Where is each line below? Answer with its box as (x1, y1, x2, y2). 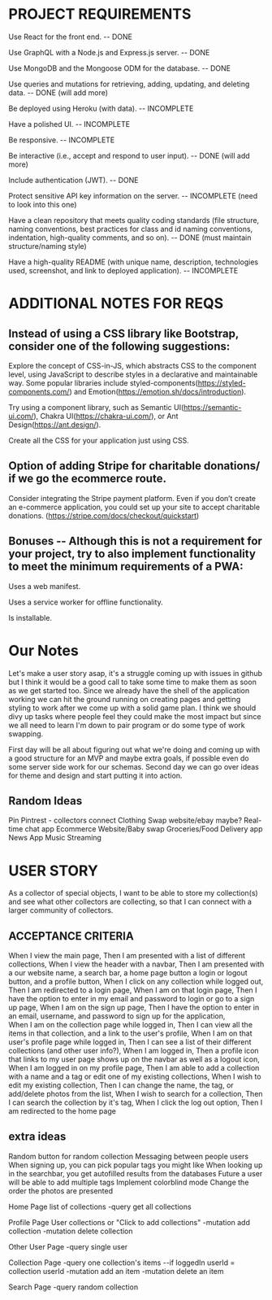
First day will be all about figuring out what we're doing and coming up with (8, 744, 261, 754)
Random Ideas (8, 794, 83, 808)
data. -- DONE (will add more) (8, 87, 108, 98)
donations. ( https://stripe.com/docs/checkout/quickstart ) (8, 510, 200, 521)
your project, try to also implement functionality (8, 547, 256, 561)
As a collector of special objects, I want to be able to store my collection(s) (8, 888, 258, 898)
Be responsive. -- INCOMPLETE (8, 135, 115, 145)
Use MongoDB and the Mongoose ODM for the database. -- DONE (8, 63, 231, 73)
